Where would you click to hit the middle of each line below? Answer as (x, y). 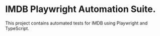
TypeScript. (17, 28)
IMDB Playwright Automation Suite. (81, 9)
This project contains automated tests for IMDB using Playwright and (76, 23)
